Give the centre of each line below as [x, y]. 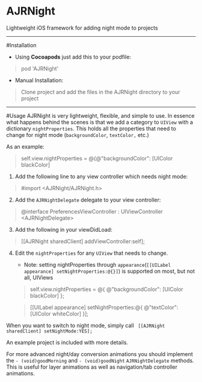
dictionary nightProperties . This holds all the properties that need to [91, 129]
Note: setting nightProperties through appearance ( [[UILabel [97, 264]
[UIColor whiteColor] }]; [59, 314]
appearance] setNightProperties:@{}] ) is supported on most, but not [109, 271]
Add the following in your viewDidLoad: [63, 229]
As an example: [25, 147]
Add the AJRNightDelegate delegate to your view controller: [88, 200]
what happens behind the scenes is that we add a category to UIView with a [100, 122]
